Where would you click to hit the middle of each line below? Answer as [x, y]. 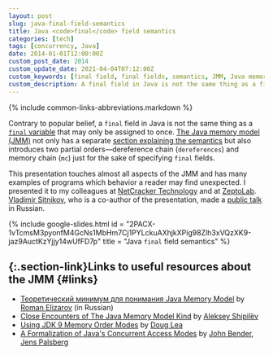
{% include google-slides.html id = [66, 224]
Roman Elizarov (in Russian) [67, 308]
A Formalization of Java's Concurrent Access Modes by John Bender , [137, 334]
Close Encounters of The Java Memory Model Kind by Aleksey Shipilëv [139, 316]
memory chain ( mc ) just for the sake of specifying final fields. [112, 158]
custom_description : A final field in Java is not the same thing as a [132, 84]
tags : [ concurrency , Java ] [54, 46]
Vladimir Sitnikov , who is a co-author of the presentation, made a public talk [135, 199]
